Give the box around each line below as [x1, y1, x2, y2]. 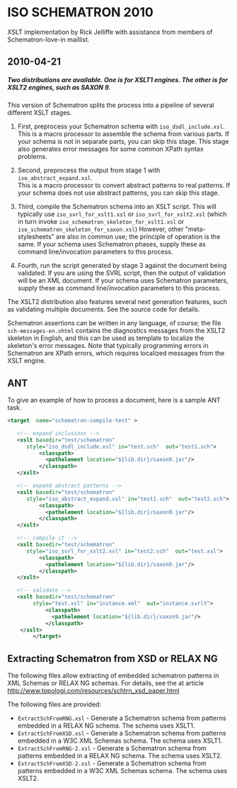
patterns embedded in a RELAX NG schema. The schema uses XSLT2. [17, 752, 223, 760]
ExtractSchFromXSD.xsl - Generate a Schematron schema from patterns [17, 729, 226, 738]
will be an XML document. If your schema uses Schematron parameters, [17, 276, 229, 285]
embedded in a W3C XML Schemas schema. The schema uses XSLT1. [17, 736, 223, 745]
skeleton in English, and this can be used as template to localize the [7, 334, 204, 342]
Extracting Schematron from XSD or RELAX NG [7, 653, 218, 665]
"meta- [185, 225, 206, 234]
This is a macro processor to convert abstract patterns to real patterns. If [17, 181, 231, 190]
